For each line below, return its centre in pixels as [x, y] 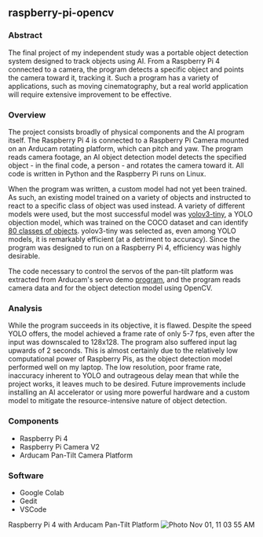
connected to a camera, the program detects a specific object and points [126, 69]
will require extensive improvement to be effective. [90, 94]
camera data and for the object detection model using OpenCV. [111, 287]
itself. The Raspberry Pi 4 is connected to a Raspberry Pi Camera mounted [129, 140]
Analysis [26, 308]
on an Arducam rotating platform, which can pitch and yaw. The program [126, 148]
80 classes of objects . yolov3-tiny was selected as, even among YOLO [122, 231]
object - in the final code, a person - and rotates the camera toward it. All [126, 165]
